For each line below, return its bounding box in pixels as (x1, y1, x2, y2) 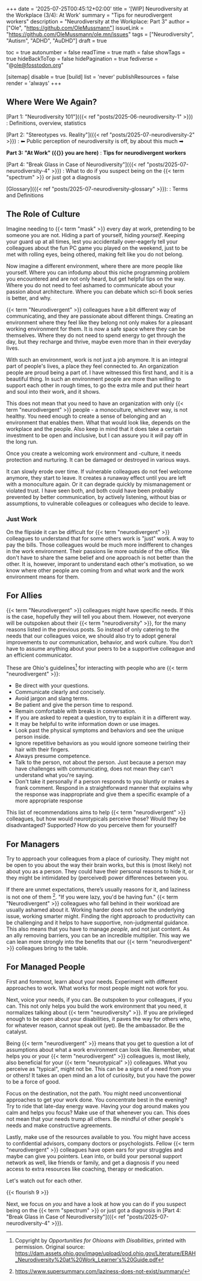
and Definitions (6, 191, 44, 199)
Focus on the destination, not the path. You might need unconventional (6, 1090, 182, 1097)
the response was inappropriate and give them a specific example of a (14, 791, 189, 798)
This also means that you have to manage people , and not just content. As (6, 925, 190, 932)
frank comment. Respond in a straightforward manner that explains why (14, 784, 193, 792)
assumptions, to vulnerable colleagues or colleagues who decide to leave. (6, 500, 190, 507)
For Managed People (6, 962, 85, 972)
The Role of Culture (6, 209, 81, 219)
